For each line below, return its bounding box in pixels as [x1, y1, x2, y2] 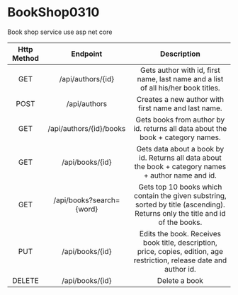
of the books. [158, 217, 203, 227]
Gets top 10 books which [138, 182, 222, 192]
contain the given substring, [133, 190, 227, 200]
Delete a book [157, 275, 204, 285]
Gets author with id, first [140, 65, 221, 75]
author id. [164, 264, 196, 274]
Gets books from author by [135, 115, 225, 125]
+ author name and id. [144, 170, 217, 180]
